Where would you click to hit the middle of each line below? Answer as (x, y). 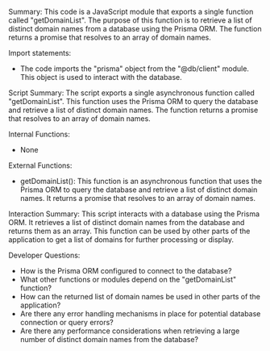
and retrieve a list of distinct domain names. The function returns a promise (133, 110)
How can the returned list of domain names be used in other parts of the (140, 297)
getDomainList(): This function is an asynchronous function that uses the (141, 181)
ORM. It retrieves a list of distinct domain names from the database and (127, 222)
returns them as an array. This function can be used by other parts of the (129, 231)
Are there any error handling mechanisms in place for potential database (140, 313)
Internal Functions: (39, 134)
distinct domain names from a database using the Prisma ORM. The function (135, 29)
